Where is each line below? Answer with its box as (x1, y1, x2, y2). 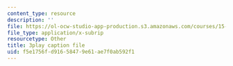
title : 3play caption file (7, 42, 85, 49)
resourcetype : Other (7, 36, 67, 43)
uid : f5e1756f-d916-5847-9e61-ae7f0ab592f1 (7, 49, 135, 56)
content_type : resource (7, 10, 76, 17)
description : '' (7, 16, 54, 23)
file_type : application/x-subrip (7, 29, 104, 36)
